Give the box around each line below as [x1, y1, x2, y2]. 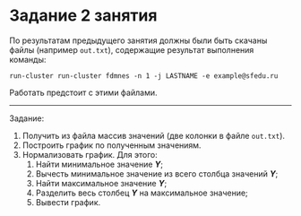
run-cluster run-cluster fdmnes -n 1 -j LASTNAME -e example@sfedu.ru [9, 71, 279, 81]
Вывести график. [35, 196, 101, 207]
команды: [9, 54, 47, 65]
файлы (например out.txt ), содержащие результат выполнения [9, 44, 254, 55]
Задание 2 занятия [9, 5, 158, 26]
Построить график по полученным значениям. [21, 140, 202, 151]
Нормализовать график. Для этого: [21, 149, 159, 160]
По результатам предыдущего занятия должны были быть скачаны [9, 35, 268, 46]
